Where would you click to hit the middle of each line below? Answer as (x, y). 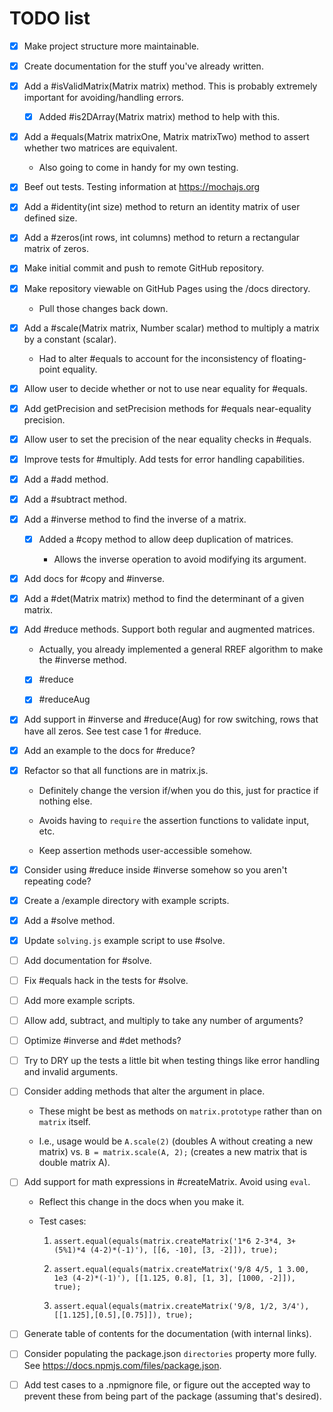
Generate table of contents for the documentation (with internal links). (167, 1334)
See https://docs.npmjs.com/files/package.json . (122, 1365)
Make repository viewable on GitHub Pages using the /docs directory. (167, 288)
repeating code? (57, 881)
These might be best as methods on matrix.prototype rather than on (180, 1111)
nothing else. (65, 801)
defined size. (50, 218)
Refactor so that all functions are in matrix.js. (116, 770)
